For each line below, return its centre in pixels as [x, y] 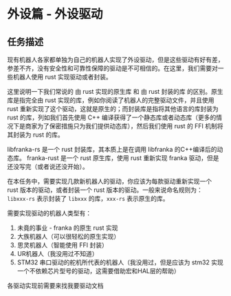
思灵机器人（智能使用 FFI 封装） [62, 245]
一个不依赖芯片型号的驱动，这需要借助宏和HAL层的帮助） [98, 271]
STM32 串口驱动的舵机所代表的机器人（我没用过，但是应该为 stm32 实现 [120, 262]
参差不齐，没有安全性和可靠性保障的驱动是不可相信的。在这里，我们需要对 [112, 68]
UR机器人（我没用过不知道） [57, 254]
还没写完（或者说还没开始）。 [48, 167]
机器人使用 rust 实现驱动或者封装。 [62, 77]
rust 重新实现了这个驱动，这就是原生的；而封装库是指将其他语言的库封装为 [113, 109]
